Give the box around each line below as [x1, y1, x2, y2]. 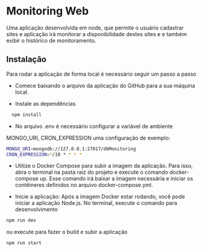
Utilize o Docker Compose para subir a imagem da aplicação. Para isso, [14, 162, 193, 170]
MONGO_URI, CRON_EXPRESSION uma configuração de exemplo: [6, 134, 171, 141]
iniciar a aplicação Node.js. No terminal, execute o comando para [14, 200, 178, 207]
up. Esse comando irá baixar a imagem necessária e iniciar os [39, 175, 194, 182]
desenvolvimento [14, 206, 58, 213]
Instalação [6, 54, 47, 64]
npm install [11, 111, 42, 118]
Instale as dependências [14, 100, 76, 107]
